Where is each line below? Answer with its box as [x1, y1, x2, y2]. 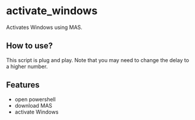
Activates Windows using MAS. [6, 24, 83, 31]
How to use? [6, 41, 53, 51]
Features [6, 80, 40, 90]
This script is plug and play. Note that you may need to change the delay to [6, 56, 190, 63]
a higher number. [6, 63, 48, 70]
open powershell [14, 96, 56, 103]
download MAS [14, 102, 52, 109]
